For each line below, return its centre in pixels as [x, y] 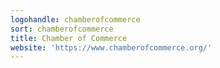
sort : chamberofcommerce [62, 29]
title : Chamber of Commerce [69, 38]
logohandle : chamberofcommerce [75, 19]
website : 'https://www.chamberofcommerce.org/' [111, 47]
